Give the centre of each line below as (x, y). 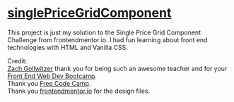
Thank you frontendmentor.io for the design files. (79, 91)
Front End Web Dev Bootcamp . (52, 76)
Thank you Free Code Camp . (49, 83)
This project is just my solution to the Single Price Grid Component (104, 32)
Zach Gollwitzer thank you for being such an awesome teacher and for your (117, 68)
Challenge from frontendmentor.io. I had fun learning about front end (107, 39)
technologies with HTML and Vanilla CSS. (68, 47)
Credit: (17, 60)
